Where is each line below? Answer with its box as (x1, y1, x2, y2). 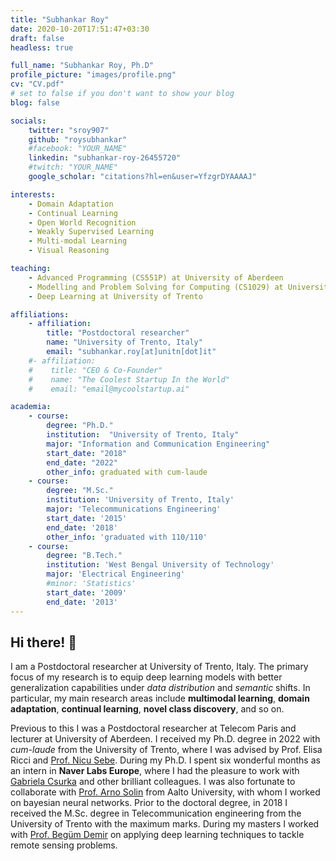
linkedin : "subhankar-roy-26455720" (28, 153, 182, 163)
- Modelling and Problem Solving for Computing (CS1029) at (28, 282, 284, 292)
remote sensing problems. (10, 839, 118, 851)
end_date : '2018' (46, 522, 118, 533)
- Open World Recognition (28, 217, 137, 228)
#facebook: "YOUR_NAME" (28, 144, 128, 154)
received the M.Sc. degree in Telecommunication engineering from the (10, 807, 302, 820)
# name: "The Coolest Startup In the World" (28, 374, 230, 385)
